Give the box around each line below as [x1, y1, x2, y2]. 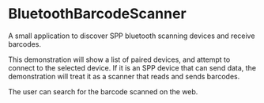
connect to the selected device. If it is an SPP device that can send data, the [8, 63, 257, 72]
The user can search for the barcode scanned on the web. [8, 86, 198, 96]
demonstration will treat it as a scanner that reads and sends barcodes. [8, 71, 240, 81]
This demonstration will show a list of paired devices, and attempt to [8, 55, 231, 64]
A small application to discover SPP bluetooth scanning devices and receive [8, 31, 255, 40]
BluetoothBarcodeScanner [8, 5, 187, 23]
